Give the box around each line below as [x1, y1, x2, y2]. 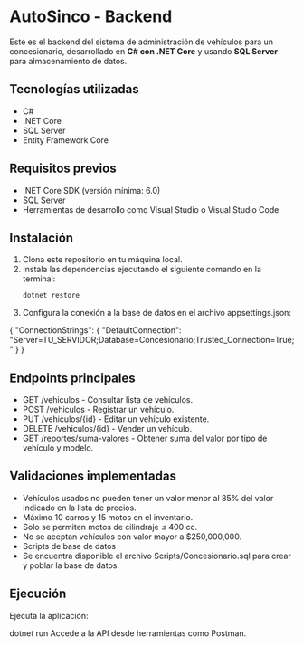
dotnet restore [22, 291, 80, 300]
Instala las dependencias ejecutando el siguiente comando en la [22, 264, 262, 275]
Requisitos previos [9, 161, 117, 176]
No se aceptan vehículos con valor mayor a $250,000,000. [22, 531, 242, 542]
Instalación [9, 230, 74, 245]
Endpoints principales [9, 370, 136, 385]
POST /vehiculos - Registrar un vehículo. [22, 404, 175, 415]
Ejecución [9, 586, 67, 602]
